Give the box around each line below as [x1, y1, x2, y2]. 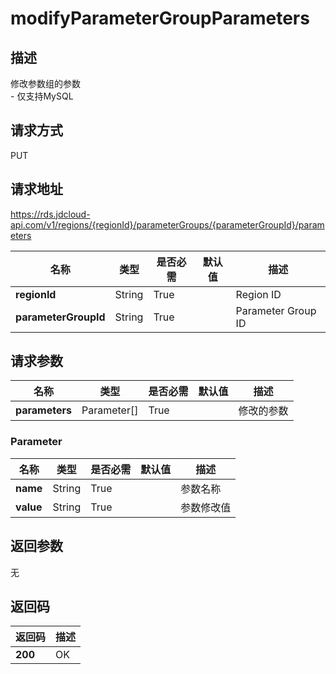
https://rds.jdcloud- [10, 208, 91, 220]
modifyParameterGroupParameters [10, 7, 310, 30]
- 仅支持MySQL [10, 90, 74, 102]
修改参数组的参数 [10, 78, 81, 89]
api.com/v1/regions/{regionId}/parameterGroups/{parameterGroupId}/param [10, 218, 325, 231]
